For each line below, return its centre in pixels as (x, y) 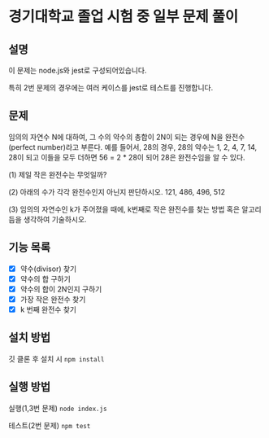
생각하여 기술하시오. (55, 219)
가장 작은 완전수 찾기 (53, 299)
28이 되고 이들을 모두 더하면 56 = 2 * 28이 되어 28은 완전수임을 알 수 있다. (127, 157)
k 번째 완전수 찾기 (48, 309)
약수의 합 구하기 (45, 278)
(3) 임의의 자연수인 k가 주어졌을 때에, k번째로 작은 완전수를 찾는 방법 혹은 (124, 209)
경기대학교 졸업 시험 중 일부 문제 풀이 (123, 17)
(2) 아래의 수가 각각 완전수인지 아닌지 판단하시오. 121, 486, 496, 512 (117, 191)
